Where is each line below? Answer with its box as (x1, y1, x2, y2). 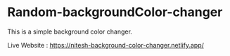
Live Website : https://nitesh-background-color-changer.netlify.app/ (7, 41, 204, 49)
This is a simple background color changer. (7, 27, 132, 36)
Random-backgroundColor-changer (7, 4, 223, 20)
